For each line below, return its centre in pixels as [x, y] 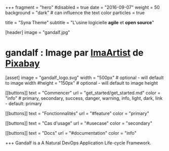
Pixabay [23, 64]
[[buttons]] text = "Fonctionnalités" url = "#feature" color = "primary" [77, 113]
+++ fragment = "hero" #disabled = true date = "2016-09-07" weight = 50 [83, 7]
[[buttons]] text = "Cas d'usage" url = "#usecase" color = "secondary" [79, 123]
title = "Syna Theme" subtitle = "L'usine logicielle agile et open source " [80, 23]
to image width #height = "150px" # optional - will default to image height [82, 83]
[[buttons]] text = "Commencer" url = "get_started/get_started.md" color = [83, 93]
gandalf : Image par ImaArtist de [74, 53]
